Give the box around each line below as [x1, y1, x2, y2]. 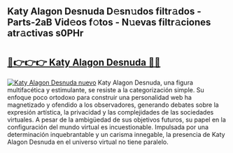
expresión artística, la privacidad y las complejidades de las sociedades [7, 108, 214, 116]
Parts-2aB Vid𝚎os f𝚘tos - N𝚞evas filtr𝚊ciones [7, 17, 211, 29]
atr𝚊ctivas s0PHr [7, 27, 84, 39]
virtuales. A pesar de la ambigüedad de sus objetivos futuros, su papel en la [7, 115, 226, 124]
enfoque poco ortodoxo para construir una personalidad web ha [7, 94, 192, 101]
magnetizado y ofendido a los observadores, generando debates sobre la [7, 101, 219, 109]
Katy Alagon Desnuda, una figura [97, 78, 194, 87]
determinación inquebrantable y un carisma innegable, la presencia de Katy [7, 131, 225, 138]
